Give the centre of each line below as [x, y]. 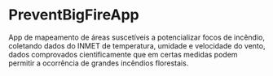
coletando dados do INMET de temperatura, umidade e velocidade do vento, [137, 45]
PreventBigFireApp [74, 15]
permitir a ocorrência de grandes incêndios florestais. [99, 63]
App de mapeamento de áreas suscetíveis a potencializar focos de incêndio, [136, 37]
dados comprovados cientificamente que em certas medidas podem [123, 54]
